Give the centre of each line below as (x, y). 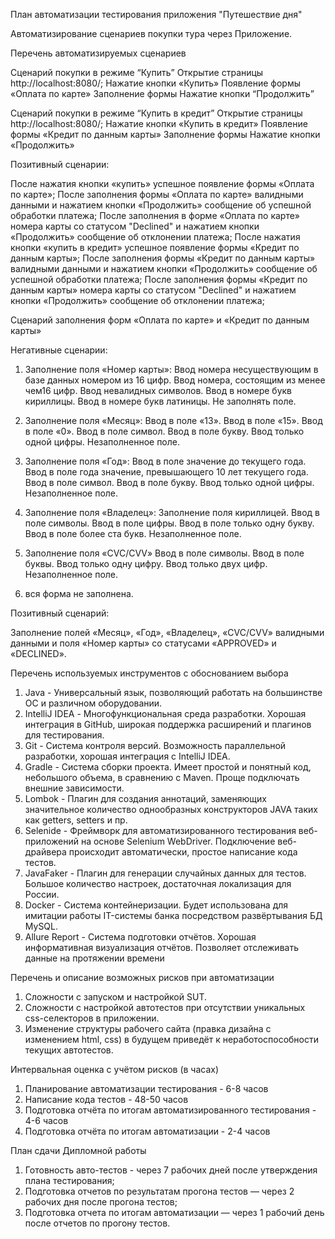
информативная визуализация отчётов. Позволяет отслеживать (161, 947)
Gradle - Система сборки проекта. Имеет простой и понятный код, (168, 767)
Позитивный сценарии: (60, 164)
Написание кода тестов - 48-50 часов (106, 1099)
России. (42, 894)
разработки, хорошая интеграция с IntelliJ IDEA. (127, 756)
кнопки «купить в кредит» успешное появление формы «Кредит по (155, 247)
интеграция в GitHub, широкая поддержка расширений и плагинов (168, 724)
